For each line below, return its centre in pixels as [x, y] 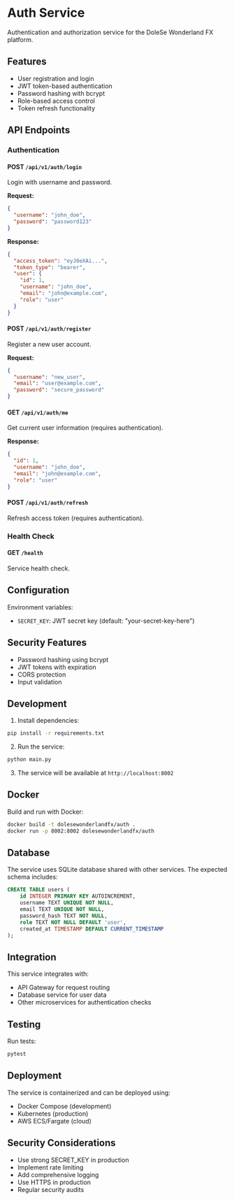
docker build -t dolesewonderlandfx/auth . [72, 824]
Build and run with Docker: [45, 812]
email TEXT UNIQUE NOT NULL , [62, 909]
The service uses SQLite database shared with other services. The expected [117, 870]
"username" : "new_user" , [50, 377]
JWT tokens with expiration [57, 667]
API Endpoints [39, 130]
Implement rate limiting [50, 1167]
